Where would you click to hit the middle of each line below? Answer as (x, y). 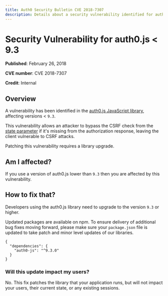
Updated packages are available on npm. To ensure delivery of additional (80, 222)
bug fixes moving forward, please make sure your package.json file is (76, 227)
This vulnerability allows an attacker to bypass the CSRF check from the (79, 126)
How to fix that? (30, 195)
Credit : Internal (21, 83)
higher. (12, 212)
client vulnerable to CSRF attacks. (40, 136)
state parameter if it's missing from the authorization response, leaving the (82, 131)
